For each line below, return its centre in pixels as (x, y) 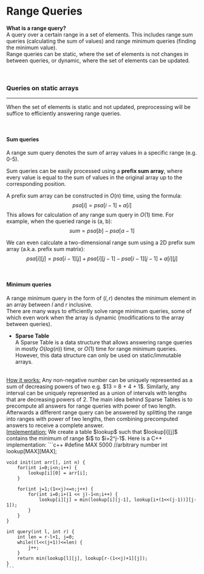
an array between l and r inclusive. (49, 304)
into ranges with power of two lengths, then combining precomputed (92, 419)
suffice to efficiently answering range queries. (64, 113)
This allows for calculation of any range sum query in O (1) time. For (90, 215)
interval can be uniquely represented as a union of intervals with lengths (97, 393)
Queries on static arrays (42, 88)
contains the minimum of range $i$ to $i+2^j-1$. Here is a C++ (84, 438)
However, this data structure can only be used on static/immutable (98, 355)
